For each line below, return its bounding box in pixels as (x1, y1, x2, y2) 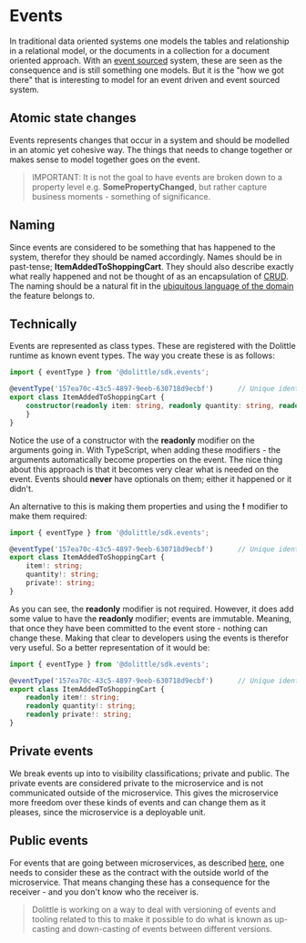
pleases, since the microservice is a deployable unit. (9, 806, 207, 817)
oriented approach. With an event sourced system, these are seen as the (9, 55, 282, 66)
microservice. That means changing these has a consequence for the (9, 876, 270, 887)
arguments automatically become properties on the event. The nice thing (9, 454, 283, 465)
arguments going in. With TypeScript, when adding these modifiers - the (9, 444, 280, 456)
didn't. (9, 483, 34, 494)
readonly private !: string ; (25, 710, 132, 720)
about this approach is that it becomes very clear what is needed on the (9, 464, 280, 475)
